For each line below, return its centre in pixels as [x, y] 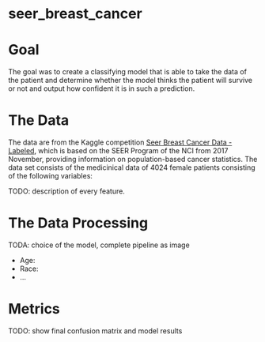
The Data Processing [78, 223]
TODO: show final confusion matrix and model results [95, 331]
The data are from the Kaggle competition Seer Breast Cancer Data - [120, 142]
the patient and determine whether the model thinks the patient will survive [131, 81]
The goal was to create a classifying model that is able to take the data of [128, 72]
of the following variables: [51, 176]
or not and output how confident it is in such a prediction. [102, 88]
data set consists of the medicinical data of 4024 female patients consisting [132, 167]
